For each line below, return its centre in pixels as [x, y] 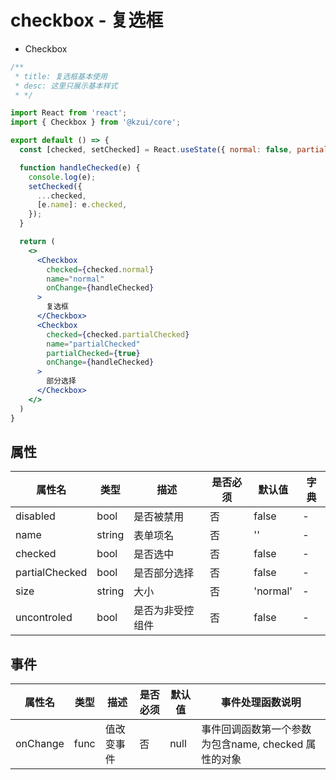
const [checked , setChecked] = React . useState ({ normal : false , [156, 150]
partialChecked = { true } [93, 353]
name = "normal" [75, 279]
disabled [35, 516]
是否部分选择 [164, 573]
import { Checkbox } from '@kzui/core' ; [96, 122]
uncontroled [44, 618]
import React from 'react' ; [69, 113]
